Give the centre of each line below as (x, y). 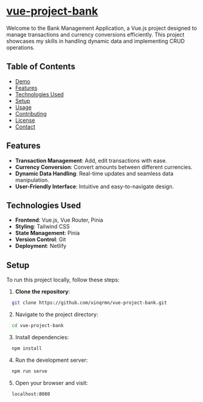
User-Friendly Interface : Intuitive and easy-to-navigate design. (95, 186)
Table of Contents (41, 67)
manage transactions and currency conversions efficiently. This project (95, 34)
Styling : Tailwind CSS (42, 227)
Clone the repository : (43, 292)
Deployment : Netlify (41, 246)
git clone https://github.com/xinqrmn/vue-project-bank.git (89, 303)
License (25, 120)
